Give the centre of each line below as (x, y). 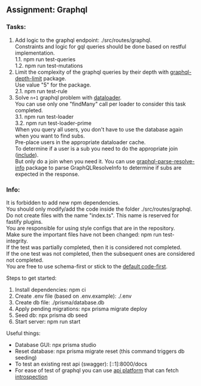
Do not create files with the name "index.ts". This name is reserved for (93, 215)
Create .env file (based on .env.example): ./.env (73, 296)
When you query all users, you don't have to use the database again (99, 129)
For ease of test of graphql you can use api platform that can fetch (97, 370)
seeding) (26, 357)
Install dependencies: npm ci (50, 289)
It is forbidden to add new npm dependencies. (63, 202)
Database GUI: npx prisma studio (56, 345)
